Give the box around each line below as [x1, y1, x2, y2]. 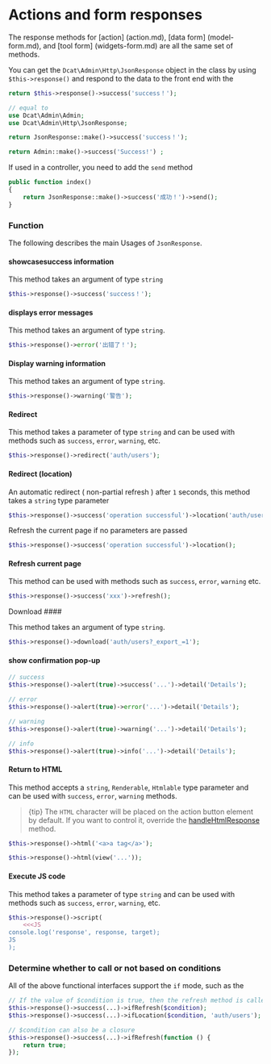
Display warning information [8, 358, 106, 368]
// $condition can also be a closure [8, 1026, 135, 1034]
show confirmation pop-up [8, 655, 101, 665]
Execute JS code [8, 871, 66, 881]
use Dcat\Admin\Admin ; [8, 111, 85, 119]
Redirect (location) [8, 469, 73, 478]
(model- [206, 32, 235, 42]
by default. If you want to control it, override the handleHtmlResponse [27, 815, 261, 824]
